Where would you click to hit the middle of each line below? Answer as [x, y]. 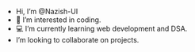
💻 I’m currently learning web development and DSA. [101, 28]
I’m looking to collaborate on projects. [77, 40]
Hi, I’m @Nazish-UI [47, 11]
